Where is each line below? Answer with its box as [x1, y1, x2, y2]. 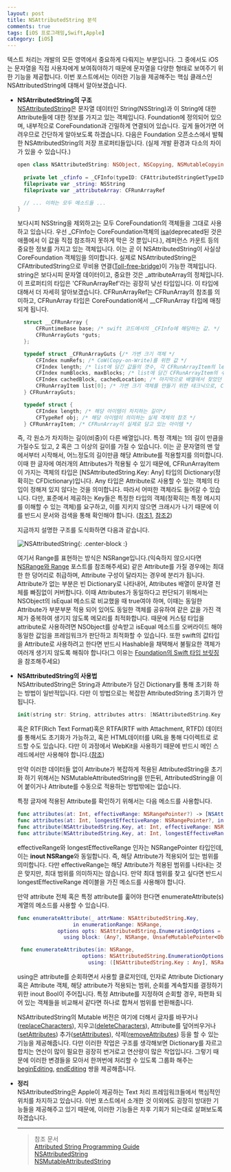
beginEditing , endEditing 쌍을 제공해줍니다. [16, 1065, 136, 1073]
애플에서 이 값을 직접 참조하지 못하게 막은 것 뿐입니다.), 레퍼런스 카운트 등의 [16, 236, 219, 244]
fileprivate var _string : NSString [23, 180, 126, 187]
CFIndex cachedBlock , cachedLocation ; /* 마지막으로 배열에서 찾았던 [35, 376, 222, 383]
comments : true [7, 23, 51, 30]
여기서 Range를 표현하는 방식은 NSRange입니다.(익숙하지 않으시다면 [16, 554, 202, 562]
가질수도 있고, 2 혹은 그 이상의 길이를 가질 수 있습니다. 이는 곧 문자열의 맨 [16, 442, 213, 451]
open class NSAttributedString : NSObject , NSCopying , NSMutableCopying [16, 161, 227, 169]
